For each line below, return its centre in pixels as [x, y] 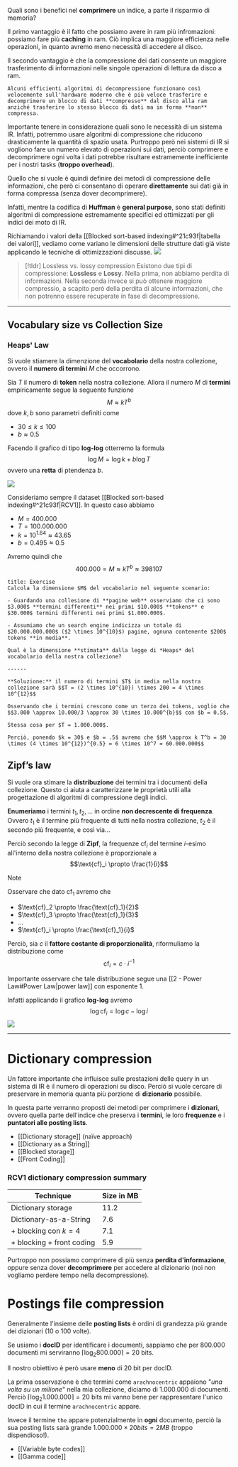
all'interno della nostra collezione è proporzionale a [82, 853]
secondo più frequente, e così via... [59, 830]
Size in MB [120, 1196]
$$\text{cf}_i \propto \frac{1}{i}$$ [119, 864]
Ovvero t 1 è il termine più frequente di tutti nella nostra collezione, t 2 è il [112, 822]
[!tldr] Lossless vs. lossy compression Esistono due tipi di [108, 266]
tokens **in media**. [39, 638]
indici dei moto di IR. [37, 222]
